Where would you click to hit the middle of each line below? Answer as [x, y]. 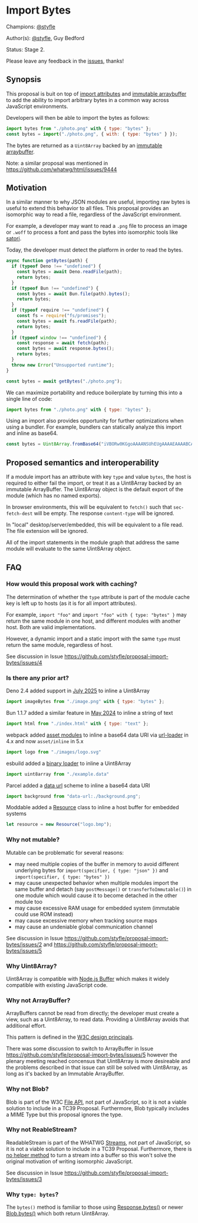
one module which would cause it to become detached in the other [96, 895]
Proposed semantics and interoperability [82, 462]
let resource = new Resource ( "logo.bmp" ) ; [59, 825]
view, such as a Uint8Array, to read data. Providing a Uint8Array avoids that [98, 1019]
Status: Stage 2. [26, 49]
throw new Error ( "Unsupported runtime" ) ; [63, 365]
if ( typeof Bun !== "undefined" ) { [55, 288]
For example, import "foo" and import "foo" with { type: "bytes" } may [96, 614]
